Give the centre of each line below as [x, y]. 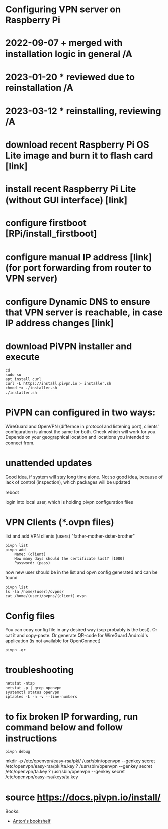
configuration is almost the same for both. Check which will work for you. [81, 432]
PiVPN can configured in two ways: [80, 412]
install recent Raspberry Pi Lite [71, 189]
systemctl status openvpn [32, 692]
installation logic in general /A [69, 54]
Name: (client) [30, 554]
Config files [30, 616]
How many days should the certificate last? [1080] [69, 559]
